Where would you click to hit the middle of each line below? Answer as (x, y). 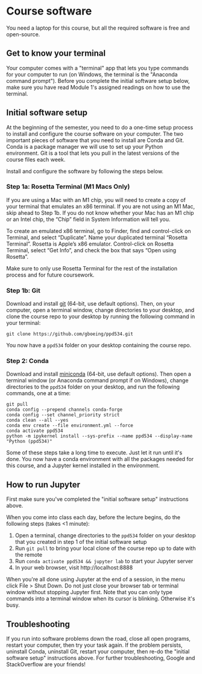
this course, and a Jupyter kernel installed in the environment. (83, 466)
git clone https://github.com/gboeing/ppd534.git (70, 334)
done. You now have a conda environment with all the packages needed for (100, 459)
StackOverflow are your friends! (46, 664)
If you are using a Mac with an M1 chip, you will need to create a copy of (96, 200)
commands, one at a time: (39, 393)
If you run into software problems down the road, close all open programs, (99, 639)
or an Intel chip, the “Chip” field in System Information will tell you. (88, 219)
